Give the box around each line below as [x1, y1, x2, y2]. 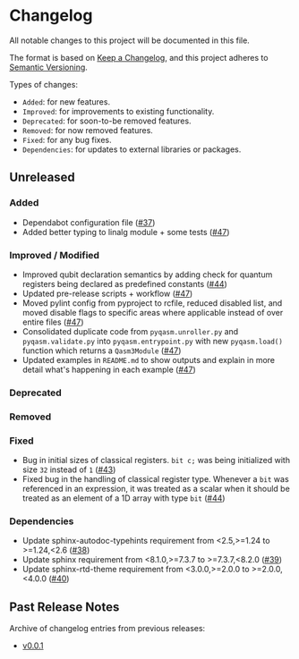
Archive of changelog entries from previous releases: [9, 623, 206, 634]
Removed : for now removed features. [21, 124, 154, 135]
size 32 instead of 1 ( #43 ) [21, 464, 116, 475]
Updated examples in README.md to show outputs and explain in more [21, 354, 276, 365]
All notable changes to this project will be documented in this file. [9, 35, 251, 46]
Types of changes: [9, 79, 79, 89]
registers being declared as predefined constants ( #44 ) [21, 278, 228, 289]
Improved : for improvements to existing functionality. [21, 106, 215, 116]
